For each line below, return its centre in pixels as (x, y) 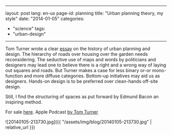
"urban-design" (29, 34)
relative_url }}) (20, 127)
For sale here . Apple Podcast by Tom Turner (52, 112)
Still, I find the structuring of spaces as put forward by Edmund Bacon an (82, 97)
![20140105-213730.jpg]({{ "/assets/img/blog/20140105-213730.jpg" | (79, 122)
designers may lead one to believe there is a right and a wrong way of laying (86, 65)
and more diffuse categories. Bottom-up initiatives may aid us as (92, 76)
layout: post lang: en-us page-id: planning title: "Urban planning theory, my (84, 13)
